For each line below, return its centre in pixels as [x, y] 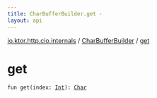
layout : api [25, 20]
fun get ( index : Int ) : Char [47, 88]
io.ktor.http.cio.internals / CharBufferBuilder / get [78, 40]
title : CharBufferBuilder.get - [55, 14]
